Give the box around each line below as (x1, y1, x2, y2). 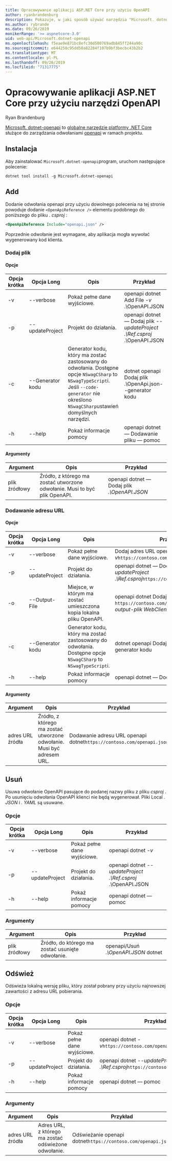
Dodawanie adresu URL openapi (69, 732, 147, 739)
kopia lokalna (68, 609, 100, 616)
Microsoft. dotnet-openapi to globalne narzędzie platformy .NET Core (5, 124, 152, 131)
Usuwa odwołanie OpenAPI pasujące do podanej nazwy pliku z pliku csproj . (5, 789, 166, 795)
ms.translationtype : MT (5, 50, 56, 55)
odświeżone (38, 1141, 68, 1148)
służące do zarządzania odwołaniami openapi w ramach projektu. (5, 130, 143, 136)
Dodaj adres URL (115, 548, 156, 555)
